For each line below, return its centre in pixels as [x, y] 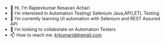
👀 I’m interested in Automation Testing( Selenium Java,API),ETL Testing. [85, 13]
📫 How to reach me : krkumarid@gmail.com [56, 35]
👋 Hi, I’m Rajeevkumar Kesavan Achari [50, 8]
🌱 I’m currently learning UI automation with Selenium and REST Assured [85, 18]
